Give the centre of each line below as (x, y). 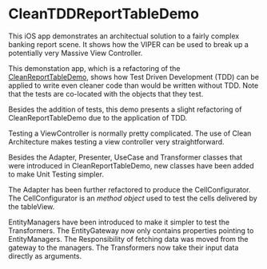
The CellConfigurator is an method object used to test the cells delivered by (133, 198)
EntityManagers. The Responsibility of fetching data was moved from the (129, 239)
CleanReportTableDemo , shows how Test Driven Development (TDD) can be (134, 77)
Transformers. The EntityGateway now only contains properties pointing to (131, 230)
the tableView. (32, 206)
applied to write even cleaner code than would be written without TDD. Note (133, 85)
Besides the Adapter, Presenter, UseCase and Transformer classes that (126, 157)
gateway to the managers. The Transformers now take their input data (124, 247)
